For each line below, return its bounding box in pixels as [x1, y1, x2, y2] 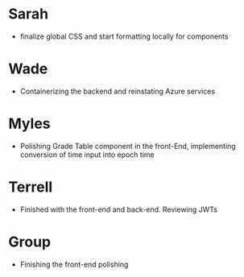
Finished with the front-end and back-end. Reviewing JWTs [19, 205, 217, 214]
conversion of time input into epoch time [19, 150, 155, 159]
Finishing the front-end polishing [19, 259, 129, 269]
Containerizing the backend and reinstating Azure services [19, 86, 216, 96]
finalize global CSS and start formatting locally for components [19, 31, 229, 41]
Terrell [8, 178, 53, 196]
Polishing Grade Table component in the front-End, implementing [19, 141, 236, 151]
